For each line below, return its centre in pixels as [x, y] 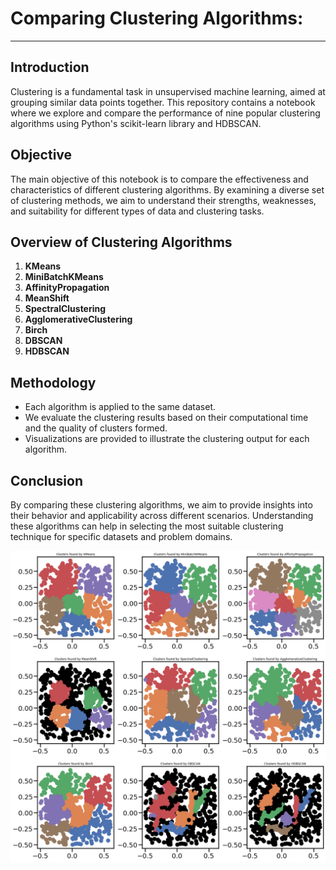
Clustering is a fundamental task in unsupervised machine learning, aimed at [168, 91]
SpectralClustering [65, 309]
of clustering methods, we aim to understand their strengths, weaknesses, [163, 200]
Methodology [53, 382]
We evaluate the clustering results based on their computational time [166, 418]
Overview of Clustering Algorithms [121, 242]
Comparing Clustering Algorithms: [157, 18]
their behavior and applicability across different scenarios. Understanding [162, 515]
